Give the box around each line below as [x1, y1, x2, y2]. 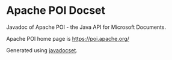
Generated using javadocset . [6, 46, 78, 54]
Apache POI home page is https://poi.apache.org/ [6, 35, 129, 42]
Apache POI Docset [6, 4, 105, 17]
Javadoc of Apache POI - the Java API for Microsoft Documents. [6, 23, 167, 31]
